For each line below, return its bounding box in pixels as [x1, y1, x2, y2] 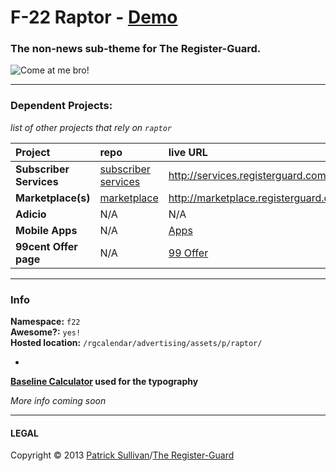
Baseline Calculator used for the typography [10, 376, 199, 388]
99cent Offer [15, 239, 78, 253]
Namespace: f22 [10, 316, 81, 328]
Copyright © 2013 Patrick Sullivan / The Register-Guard [10, 449, 235, 461]
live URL [168, 145, 208, 159]
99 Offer [168, 246, 209, 260]
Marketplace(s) [15, 191, 91, 205]
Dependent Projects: [10, 99, 113, 113]
